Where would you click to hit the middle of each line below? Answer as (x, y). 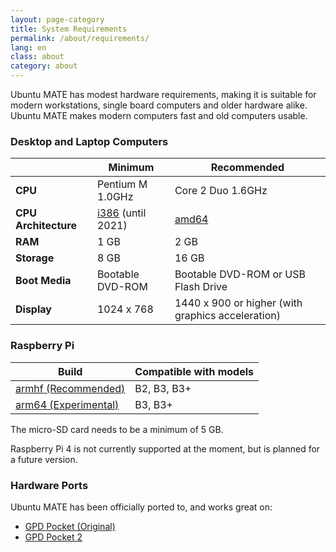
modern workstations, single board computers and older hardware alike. (159, 105)
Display (33, 309)
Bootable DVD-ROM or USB (240, 274)
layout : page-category (57, 19)
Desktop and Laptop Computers (89, 141)
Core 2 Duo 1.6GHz (221, 191)
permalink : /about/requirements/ (80, 38)
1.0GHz (115, 197)
